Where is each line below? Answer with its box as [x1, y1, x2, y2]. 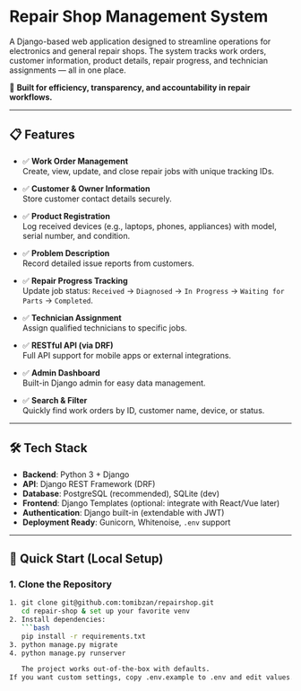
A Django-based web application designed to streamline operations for [9, 36, 271, 47]
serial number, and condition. [21, 230, 131, 241]
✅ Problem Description [21, 247, 110, 258]
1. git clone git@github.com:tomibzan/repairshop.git [9, 598, 215, 607]
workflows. [9, 92, 53, 102]
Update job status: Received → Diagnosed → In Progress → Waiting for [21, 285, 285, 296]
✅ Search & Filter [21, 394, 88, 405]
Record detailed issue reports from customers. [21, 258, 194, 269]
